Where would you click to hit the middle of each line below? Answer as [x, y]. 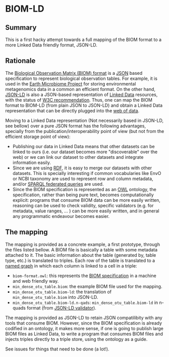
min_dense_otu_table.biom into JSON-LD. [55, 297]
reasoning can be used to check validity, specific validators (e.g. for [83, 205]
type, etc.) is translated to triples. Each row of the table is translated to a [80, 260]
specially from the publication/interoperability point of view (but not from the [85, 131]
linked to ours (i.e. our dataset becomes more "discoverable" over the [85, 152]
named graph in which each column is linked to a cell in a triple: [71, 265]
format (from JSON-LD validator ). [62, 308]
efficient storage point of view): [38, 137]
